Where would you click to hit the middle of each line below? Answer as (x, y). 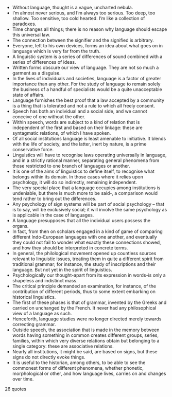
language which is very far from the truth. (56, 51)
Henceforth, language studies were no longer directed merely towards (87, 319)
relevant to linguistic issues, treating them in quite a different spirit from (88, 259)
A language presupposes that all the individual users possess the (81, 220)
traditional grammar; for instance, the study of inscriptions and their (84, 264)
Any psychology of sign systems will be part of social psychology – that (88, 204)
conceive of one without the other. (49, 117)
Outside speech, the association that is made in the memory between (86, 330)
